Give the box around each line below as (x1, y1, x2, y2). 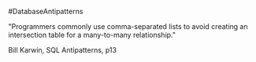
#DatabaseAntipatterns (8, 7, 83, 16)
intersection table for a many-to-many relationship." (8, 31, 176, 39)
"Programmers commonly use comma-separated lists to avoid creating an (8, 22, 248, 31)
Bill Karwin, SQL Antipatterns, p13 (8, 46, 117, 54)
